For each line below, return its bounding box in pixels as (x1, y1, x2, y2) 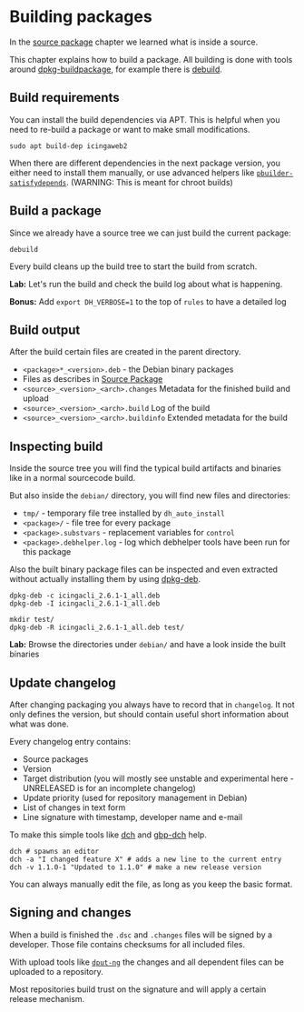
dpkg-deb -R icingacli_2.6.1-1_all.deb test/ (9, 623, 184, 633)
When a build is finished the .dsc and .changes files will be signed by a (9, 929, 273, 940)
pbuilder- (256, 168, 294, 178)
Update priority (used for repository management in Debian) (22, 793, 248, 803)
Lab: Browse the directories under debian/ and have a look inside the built (9, 639, 286, 650)
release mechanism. (9, 993, 85, 1004)
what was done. (9, 718, 70, 729)
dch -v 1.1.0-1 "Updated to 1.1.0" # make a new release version (9, 863, 261, 872)
